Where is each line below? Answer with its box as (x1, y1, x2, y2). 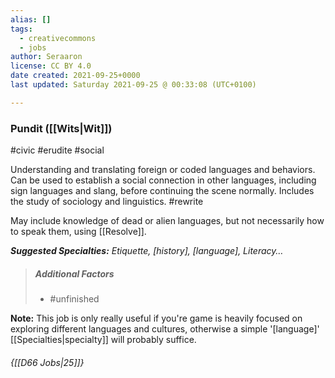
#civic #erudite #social (10, 144, 105, 156)
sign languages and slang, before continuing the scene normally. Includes (10, 185, 315, 197)
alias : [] (10, 14, 52, 25)
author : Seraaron (10, 52, 83, 62)
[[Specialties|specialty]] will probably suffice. (10, 334, 197, 346)
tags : (10, 24, 33, 34)
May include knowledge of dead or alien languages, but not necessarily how (10, 215, 325, 227)
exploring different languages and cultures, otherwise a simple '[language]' (10, 323, 320, 335)
